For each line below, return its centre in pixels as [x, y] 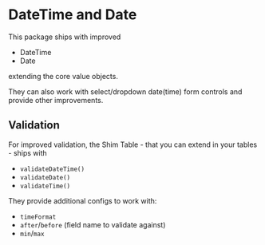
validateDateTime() [52, 169]
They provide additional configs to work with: [83, 200]
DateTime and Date [73, 15]
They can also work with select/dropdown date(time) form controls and [125, 91]
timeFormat [38, 217]
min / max [32, 233]
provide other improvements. [56, 100]
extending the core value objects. [63, 76]
